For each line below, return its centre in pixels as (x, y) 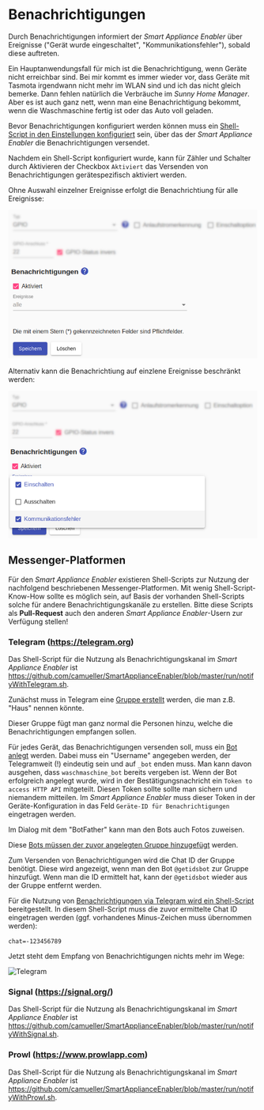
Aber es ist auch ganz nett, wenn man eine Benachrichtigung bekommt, (124, 102)
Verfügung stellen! (38, 621)
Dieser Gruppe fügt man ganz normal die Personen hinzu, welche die (121, 723)
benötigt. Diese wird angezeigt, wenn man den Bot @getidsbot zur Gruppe (128, 869)
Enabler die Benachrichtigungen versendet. (79, 142)
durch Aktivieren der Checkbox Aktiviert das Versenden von (108, 166)
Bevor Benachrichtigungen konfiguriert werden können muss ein (113, 126)
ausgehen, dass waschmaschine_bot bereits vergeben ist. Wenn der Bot (123, 772)
